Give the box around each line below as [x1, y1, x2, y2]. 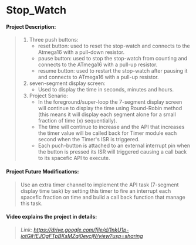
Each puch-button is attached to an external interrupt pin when [38, 142, 191, 149]
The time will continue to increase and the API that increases [38, 124, 185, 131]
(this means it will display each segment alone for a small [38, 111, 176, 118]
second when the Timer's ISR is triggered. [38, 136, 140, 143]
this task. [20, 200, 43, 207]
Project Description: [6, 23, 56, 30]
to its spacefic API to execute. [38, 155, 110, 162]
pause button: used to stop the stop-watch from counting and [38, 55, 188, 62]
